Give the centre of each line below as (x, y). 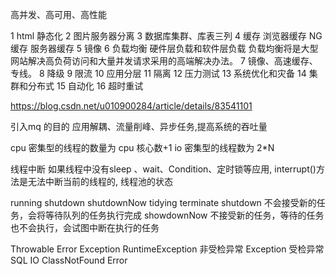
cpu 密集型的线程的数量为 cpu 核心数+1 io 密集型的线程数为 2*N (142, 147)
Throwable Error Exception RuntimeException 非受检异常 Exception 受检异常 (167, 249)
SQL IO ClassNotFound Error (69, 260)
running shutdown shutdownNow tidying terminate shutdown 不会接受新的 (163, 202)
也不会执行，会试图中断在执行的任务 (85, 227)
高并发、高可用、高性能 (58, 14)
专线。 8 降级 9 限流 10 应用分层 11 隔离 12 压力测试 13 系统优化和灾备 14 (158, 73)
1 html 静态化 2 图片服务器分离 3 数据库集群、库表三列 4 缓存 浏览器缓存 (158, 36)
